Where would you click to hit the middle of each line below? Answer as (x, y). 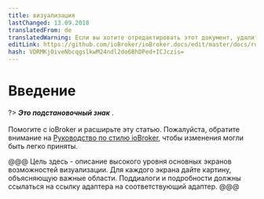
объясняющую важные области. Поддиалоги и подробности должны (125, 178)
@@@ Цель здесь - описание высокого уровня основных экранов (120, 161)
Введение (42, 91)
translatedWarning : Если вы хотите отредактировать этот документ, (121, 37)
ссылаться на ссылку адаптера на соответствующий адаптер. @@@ (124, 186)
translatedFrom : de (40, 30)
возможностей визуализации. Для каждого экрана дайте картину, (120, 169)
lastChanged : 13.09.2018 (49, 23)
